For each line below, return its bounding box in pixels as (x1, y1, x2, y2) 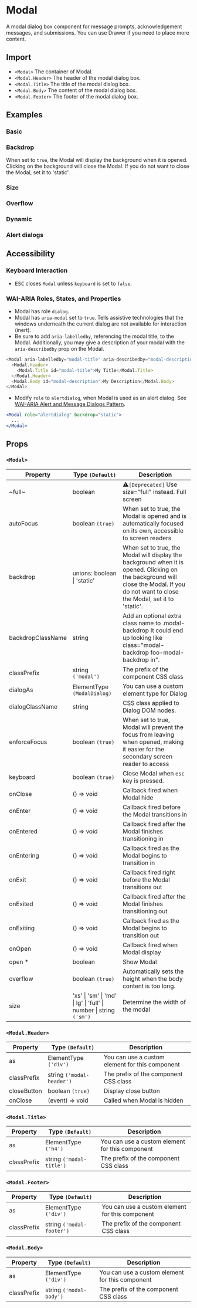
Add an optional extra (122, 611, 182, 619)
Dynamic (6, 215, 32, 223)
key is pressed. (122, 777, 164, 785)
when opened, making (122, 737, 184, 746)
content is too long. (122, 982, 176, 990)
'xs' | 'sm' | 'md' (72, 991, 117, 999)
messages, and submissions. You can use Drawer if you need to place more (6, 29, 189, 36)
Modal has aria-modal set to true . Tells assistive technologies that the (14, 314, 184, 321)
